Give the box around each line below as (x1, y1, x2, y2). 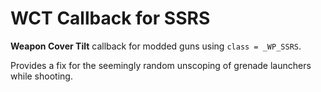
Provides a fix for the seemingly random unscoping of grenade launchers (10, 59, 312, 71)
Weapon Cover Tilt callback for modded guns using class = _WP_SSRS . (10, 40, 302, 52)
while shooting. (10, 70, 73, 82)
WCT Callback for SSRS (10, 7, 211, 30)
